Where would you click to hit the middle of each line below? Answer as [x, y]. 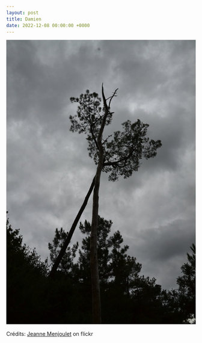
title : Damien [24, 19]
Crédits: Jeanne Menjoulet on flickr [50, 334]
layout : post [23, 13]
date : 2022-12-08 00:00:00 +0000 [48, 25]
